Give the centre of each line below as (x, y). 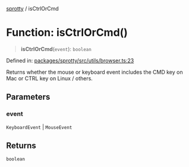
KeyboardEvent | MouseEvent (39, 127)
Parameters (28, 97)
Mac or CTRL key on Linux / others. (50, 78)
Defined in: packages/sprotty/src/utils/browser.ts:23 (70, 60)
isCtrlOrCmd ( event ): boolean (56, 49)
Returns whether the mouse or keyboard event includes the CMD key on (94, 72)
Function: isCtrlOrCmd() (67, 33)
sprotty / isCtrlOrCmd (33, 9)
